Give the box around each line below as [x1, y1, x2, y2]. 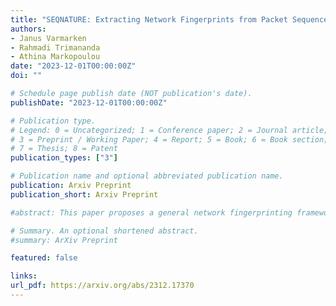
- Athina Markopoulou [10, 52, 101, 62]
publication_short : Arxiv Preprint [10, 189, 159, 200]
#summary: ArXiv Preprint [10, 235, 118, 245]
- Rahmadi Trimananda [10, 42, 101, 53]
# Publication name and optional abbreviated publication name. [10, 171, 284, 181]
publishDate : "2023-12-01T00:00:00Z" [10, 97, 168, 108]
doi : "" [10, 71, 43, 81]
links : [10, 271, 38, 281]
